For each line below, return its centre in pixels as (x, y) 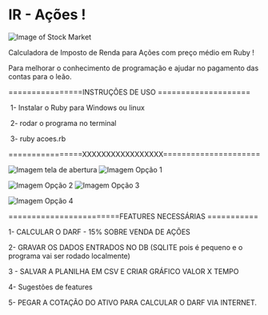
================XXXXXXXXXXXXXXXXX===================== (134, 154)
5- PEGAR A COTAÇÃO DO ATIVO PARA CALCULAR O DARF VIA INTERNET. (133, 302)
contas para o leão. (40, 76)
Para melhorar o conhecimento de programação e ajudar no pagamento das (134, 68)
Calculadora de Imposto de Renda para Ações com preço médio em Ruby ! (131, 52)
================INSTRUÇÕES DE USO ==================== (129, 92)
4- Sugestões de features (51, 287)
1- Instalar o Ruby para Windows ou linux (78, 107)
